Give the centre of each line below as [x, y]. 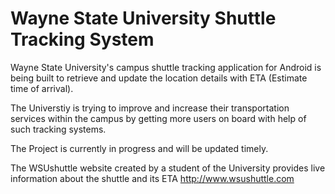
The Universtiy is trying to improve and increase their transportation [150, 108]
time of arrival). [42, 88]
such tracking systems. [58, 129]
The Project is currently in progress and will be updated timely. [139, 148]
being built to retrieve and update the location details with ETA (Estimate [159, 78]
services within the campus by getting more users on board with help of [158, 118]
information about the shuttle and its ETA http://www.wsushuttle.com [152, 178]
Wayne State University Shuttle [143, 18]
